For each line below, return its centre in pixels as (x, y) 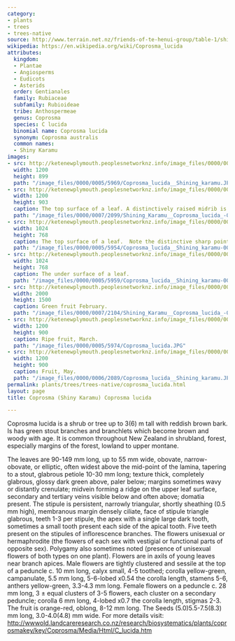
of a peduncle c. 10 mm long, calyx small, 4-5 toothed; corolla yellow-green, (117, 571)
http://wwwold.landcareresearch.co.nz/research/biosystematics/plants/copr (117, 623)
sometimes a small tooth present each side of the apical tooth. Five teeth (112, 526)
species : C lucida (41, 124)
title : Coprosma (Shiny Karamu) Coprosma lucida (79, 397)
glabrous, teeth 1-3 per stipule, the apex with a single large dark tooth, (108, 519)
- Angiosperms (34, 72)
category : (22, 14)
